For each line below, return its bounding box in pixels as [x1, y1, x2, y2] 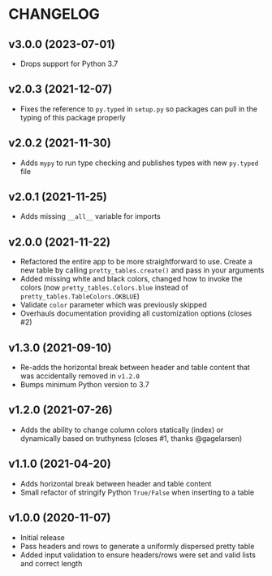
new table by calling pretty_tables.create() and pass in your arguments [19, 265, 265, 275]
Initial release [19, 532, 65, 542]
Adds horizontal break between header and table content [19, 478, 212, 488]
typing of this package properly [19, 112, 126, 122]
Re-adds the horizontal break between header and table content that [19, 363, 250, 373]
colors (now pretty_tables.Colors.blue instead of [19, 282, 189, 293]
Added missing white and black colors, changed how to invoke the [19, 274, 243, 284]
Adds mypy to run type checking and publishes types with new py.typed [19, 158, 259, 168]
